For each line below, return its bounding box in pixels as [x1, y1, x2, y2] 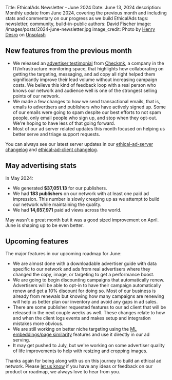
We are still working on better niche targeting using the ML [12, 326, 137, 332]
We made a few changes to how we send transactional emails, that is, [12, 98, 160, 104]
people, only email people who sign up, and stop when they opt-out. [12, 115, 158, 121]
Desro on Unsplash [5, 32, 46, 37]
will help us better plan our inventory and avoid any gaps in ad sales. [12, 299, 158, 305]
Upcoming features [5, 237, 68, 246]
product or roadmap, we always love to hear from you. [5, 369, 121, 375]
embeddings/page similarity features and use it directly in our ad [12, 331, 150, 338]
